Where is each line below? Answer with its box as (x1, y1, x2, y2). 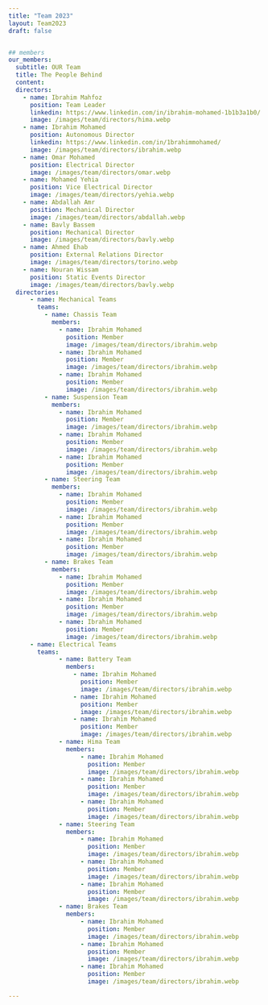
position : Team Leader (29, 101, 106, 109)
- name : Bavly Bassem (23, 221, 95, 229)
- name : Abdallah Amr (23, 198, 95, 206)
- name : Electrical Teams (29, 640, 117, 649)
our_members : (8, 56, 52, 64)
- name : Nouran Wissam (23, 265, 99, 274)
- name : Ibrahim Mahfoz (23, 93, 103, 102)
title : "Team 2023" (8, 11, 74, 20)
